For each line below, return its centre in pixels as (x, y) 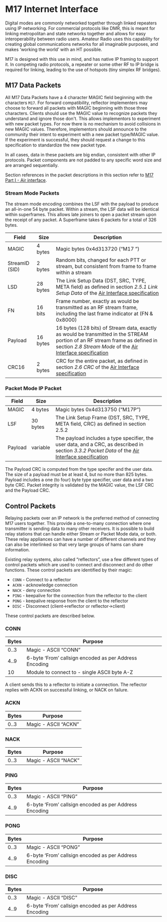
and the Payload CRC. (28, 490)
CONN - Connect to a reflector (42, 580)
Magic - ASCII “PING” (52, 796)
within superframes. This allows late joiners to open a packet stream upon (81, 215)
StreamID (19, 263)
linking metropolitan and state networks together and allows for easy (76, 33)
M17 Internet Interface (52, 9)
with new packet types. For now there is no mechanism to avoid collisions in (83, 124)
